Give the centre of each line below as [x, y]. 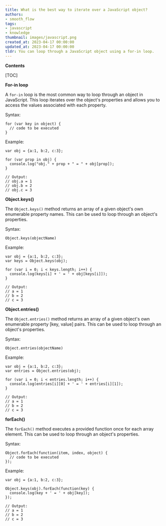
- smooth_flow [20, 19]
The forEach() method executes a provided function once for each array [80, 429]
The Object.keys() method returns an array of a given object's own [74, 209]
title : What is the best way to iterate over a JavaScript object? [77, 10]
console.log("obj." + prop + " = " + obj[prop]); [62, 164]
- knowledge [17, 33]
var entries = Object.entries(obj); [43, 371]
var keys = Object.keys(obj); [37, 261]
